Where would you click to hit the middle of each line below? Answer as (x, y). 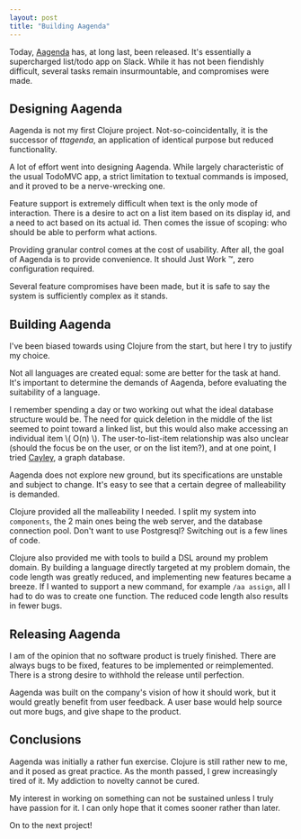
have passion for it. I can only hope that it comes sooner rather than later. (145, 807)
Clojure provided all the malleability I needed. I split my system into (133, 512)
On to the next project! (51, 825)
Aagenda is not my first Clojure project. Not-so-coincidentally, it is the (138, 131)
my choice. (30, 356)
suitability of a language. (55, 392)
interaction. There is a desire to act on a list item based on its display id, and (150, 214)
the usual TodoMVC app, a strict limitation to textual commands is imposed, (149, 177)
